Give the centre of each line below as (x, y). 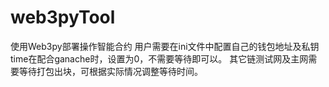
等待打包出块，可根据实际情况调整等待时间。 (110, 71)
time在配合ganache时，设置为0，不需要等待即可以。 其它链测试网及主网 (159, 58)
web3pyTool (63, 17)
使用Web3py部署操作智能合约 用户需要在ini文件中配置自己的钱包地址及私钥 (165, 46)
